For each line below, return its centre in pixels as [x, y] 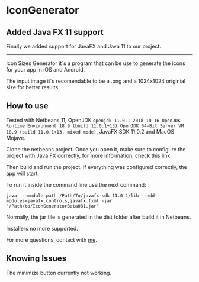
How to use [27, 106]
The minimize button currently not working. [59, 273]
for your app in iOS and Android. [45, 69]
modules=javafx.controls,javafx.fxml [53, 201]
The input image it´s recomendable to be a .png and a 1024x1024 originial [96, 81]
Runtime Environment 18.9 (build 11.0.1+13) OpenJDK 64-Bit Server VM [95, 126]
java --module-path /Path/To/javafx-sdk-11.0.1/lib [73, 196]
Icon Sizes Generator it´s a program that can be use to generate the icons [96, 63]
